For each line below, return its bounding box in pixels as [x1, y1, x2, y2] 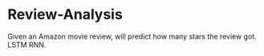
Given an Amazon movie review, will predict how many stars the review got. [7, 32, 258, 41]
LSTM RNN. [7, 39, 47, 49]
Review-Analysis [7, 6, 124, 24]
